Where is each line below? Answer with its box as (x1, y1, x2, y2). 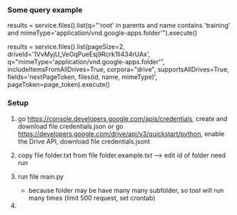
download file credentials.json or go (17, 122, 123, 130)
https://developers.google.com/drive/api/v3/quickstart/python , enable (17, 130, 225, 138)
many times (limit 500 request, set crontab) (28, 194, 156, 202)
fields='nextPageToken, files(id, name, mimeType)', (7, 73, 158, 81)
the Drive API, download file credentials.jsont (17, 137, 151, 145)
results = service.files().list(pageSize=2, (7, 43, 125, 51)
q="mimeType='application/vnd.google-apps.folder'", (7, 58, 166, 66)
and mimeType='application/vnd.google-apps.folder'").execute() (7, 28, 198, 37)
